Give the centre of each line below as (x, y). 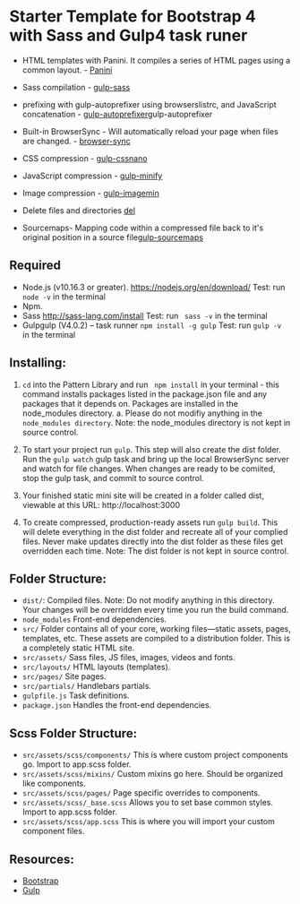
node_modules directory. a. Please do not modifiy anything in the (142, 413)
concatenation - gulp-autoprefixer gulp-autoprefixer (117, 114)
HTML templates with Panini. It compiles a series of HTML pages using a (156, 60)
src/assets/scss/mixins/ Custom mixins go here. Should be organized (153, 774)
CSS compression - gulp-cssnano (85, 158)
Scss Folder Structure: (73, 733)
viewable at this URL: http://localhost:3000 (101, 504)
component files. (53, 831)
